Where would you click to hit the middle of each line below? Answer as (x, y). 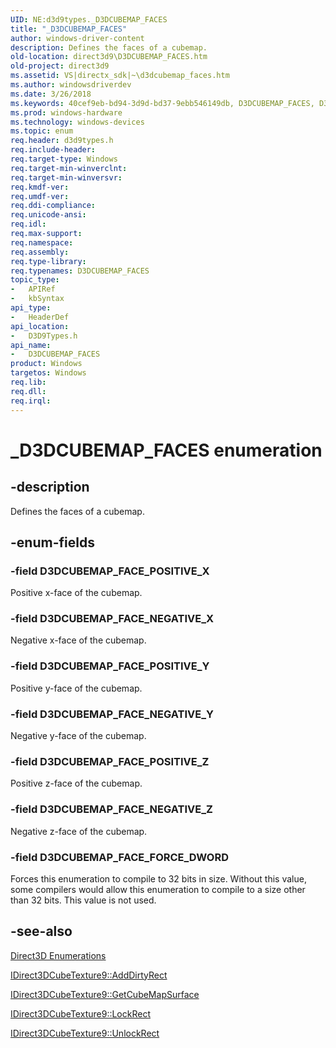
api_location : (40, 326)
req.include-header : (53, 150)
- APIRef (33, 289)
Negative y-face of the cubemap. (78, 736)
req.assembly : (40, 252)
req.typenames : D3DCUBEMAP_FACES (80, 271)
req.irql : (31, 401)
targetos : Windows (48, 373)
